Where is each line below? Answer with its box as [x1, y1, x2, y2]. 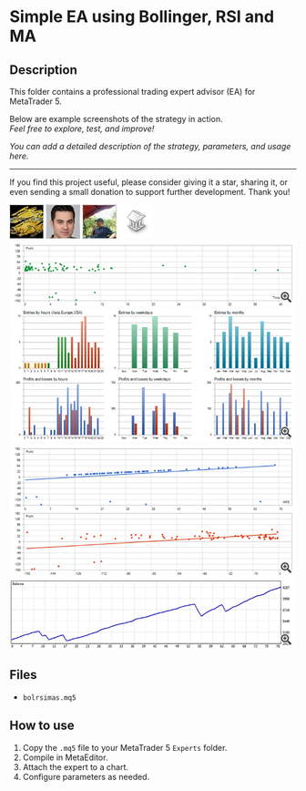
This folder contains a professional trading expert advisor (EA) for [9, 87, 256, 97]
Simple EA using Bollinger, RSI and [9, 6, 275, 27]
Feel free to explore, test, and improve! [9, 123, 155, 134]
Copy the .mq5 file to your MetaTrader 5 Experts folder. [22, 742, 228, 753]
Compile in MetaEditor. [22, 752, 108, 763]
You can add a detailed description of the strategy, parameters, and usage [9, 141, 291, 151]
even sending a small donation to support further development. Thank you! [9, 187, 291, 197]
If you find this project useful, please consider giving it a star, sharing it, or [9, 177, 289, 188]
